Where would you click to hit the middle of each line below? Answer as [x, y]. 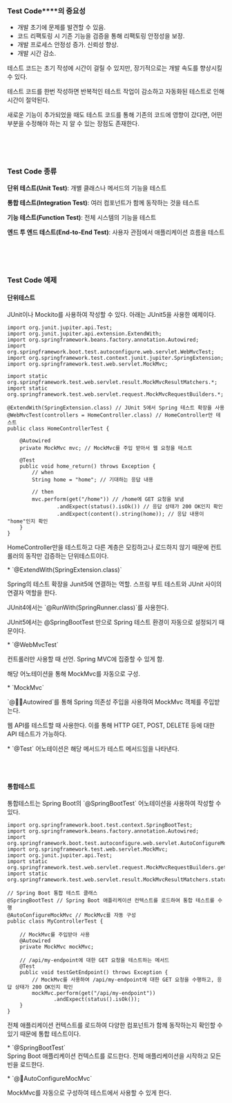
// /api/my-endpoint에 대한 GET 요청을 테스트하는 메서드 [95, 960]
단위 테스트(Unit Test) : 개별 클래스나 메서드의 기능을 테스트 [87, 188]
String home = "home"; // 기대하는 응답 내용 [93, 480]
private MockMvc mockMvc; [57, 947]
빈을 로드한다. [26, 1064]
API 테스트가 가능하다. [37, 733]
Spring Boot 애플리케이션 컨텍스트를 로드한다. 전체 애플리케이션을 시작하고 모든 [114, 1056]
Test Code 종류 [32, 171]
